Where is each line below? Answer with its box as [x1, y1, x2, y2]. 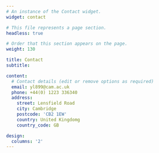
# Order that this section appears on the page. [6, 41, 128, 47]
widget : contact [6, 14, 46, 20]
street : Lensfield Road [16, 101, 75, 107]
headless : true [6, 30, 44, 36]
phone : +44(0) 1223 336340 [11, 89, 78, 95]
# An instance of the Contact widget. [6, 8, 101, 15]
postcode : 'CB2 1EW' [16, 111, 67, 117]
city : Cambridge [16, 106, 57, 112]
